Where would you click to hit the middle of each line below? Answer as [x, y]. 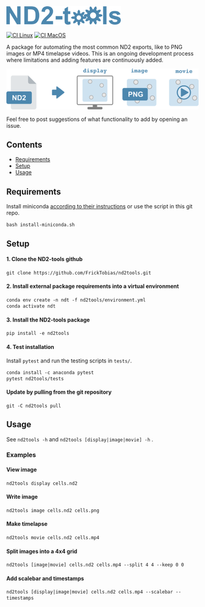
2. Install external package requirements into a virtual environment [93, 286]
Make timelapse [27, 524]
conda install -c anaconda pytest [50, 372]
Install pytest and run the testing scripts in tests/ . [69, 361]
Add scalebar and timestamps [45, 578]
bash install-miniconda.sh [41, 225]
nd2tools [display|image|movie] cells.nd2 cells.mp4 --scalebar [90, 592]
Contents [24, 145]
